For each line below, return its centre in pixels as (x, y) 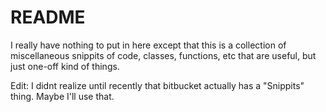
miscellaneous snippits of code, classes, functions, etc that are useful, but (163, 55)
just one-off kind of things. (65, 66)
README (48, 17)
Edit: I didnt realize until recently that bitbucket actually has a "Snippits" (157, 85)
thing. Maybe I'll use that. (62, 96)
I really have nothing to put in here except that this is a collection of (148, 45)
